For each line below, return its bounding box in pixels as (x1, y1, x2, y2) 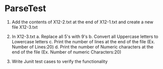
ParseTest (4, 3, 46, 14)
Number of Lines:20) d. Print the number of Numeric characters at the (11, 44, 154, 50)
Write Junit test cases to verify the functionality (11, 58, 108, 64)
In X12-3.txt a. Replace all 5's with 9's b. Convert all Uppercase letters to (11, 34, 159, 39)
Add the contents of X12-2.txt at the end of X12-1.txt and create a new (11, 19, 154, 25)
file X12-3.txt (11, 24, 38, 30)
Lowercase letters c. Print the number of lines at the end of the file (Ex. (11, 38, 155, 44)
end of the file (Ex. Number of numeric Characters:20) (11, 49, 121, 55)
